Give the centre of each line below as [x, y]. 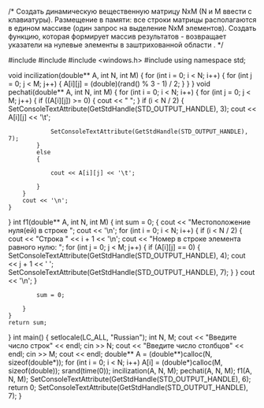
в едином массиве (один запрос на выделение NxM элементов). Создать [132, 28]
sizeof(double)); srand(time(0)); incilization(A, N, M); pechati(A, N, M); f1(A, [130, 371]
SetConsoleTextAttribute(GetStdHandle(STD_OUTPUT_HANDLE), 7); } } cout [132, 272]
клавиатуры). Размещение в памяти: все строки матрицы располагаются [132, 20]
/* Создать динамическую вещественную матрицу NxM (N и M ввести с [130, 11]
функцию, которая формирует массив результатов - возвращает [117, 36]
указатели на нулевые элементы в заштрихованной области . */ [116, 45]
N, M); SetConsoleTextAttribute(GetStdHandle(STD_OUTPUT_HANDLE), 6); [130, 379]
